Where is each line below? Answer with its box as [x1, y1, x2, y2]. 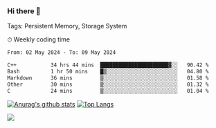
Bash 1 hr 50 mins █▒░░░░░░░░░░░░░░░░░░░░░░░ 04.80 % [7, 68, 209, 75]
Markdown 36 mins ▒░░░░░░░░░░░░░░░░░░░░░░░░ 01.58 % [7, 74, 209, 82]
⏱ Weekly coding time [7, 35, 71, 44]
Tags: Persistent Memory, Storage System [7, 22, 127, 30]
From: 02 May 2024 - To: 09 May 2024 [7, 49, 116, 56]
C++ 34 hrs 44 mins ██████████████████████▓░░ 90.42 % [7, 62, 209, 68]
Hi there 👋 [7, 6, 42, 16]
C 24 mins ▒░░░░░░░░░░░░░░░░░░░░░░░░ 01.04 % [7, 87, 209, 94]
